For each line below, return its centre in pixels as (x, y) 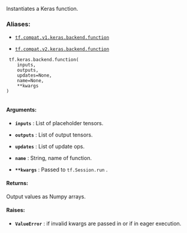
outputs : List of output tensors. (54, 135)
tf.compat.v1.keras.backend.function (62, 38)
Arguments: (22, 110)
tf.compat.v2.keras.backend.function (62, 49)
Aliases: (19, 24)
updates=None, (34, 75)
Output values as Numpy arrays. (46, 196)
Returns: (17, 183)
